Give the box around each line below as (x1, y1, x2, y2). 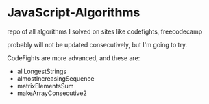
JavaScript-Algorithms (7, 5, 140, 21)
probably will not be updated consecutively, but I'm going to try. (7, 40, 187, 49)
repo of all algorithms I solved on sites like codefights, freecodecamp (7, 27, 203, 36)
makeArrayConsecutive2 (16, 89, 87, 97)
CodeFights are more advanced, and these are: (7, 53, 140, 62)
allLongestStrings (16, 67, 67, 75)
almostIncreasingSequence (16, 74, 95, 83)
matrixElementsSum (16, 81, 74, 90)
